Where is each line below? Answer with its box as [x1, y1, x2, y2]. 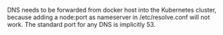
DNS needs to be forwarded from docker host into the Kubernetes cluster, [7, 6, 217, 14]
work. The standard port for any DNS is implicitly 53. [7, 21, 156, 28]
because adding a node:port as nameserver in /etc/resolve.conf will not [7, 13, 210, 21]
